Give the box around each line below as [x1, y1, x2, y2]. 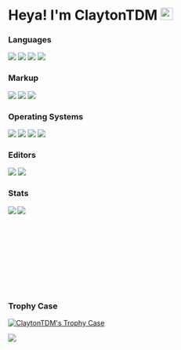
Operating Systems [8, 111, 84, 122]
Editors [8, 150, 37, 160]
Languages [8, 35, 52, 46]
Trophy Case [8, 301, 58, 312]
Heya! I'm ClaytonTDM [8, 6, 158, 24]
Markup [8, 73, 39, 84]
